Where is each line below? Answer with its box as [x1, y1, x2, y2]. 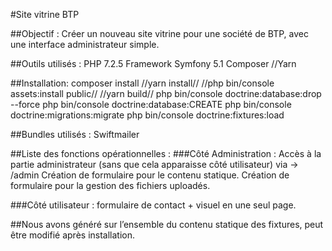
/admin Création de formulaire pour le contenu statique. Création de [10, 169, 290, 181]
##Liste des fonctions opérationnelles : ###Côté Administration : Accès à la [10, 148, 322, 159]
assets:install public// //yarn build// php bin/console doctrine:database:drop [10, 88, 322, 99]
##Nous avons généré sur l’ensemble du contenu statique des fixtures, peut [10, 219, 324, 230]
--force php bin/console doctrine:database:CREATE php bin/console [10, 99, 292, 110]
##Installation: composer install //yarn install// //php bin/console [10, 77, 275, 89]
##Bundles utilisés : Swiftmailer [10, 129, 140, 140]
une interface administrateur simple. [10, 39, 160, 50]
